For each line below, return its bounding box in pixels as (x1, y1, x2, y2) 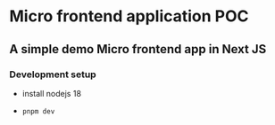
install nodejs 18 (21, 88, 82, 98)
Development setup (9, 68, 96, 81)
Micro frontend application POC (9, 6, 249, 27)
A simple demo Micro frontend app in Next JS (9, 42, 267, 57)
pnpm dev (21, 106, 55, 116)
